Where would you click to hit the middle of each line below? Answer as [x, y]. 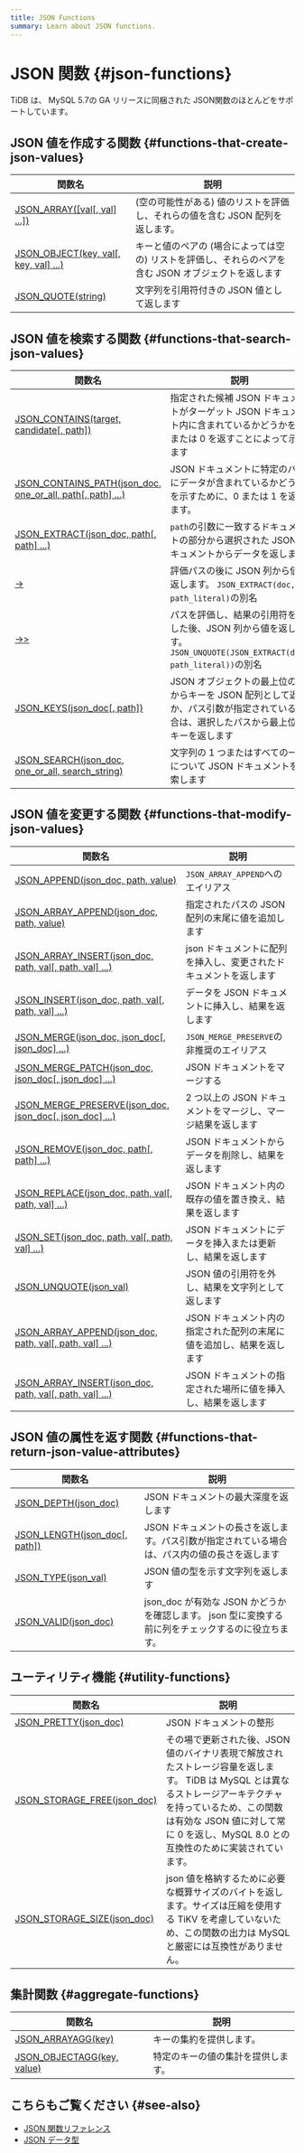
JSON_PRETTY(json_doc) [69, 1722]
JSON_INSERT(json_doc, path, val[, [90, 999]
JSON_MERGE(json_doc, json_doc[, [90, 1037]
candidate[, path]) [53, 430]
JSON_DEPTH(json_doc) [67, 1502]
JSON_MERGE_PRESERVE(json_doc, [92, 1105]
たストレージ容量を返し [216, 1766]
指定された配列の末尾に [235, 1331]
